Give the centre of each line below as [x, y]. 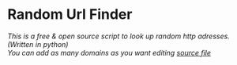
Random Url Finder [70, 14]
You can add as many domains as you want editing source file [109, 52]
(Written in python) [38, 44]
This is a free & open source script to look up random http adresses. [118, 36]
